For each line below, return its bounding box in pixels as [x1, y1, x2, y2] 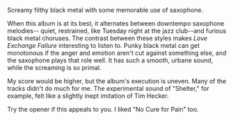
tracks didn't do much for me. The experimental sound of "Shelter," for [7, 85, 210, 92]
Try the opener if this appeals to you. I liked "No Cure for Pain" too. [7, 105, 200, 113]
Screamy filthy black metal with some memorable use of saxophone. [7, 6, 204, 14]
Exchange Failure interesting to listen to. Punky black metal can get [7, 42, 200, 49]
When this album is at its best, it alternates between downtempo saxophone [7, 19, 225, 27]
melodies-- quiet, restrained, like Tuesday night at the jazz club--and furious [7, 27, 227, 35]
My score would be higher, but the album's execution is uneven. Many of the [7, 77, 227, 85]
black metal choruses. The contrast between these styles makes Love [7, 34, 208, 42]
